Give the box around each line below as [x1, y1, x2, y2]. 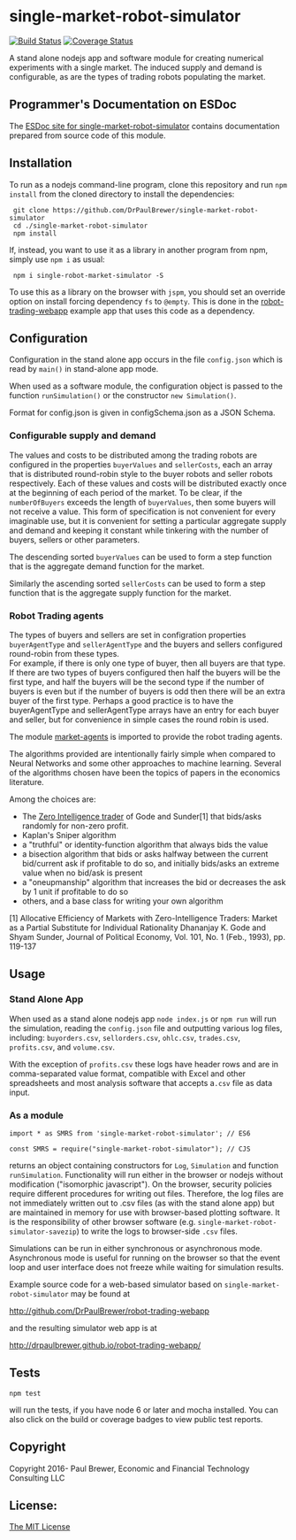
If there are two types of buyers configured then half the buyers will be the [9, 666, 281, 678]
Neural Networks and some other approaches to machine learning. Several [9, 758, 282, 768]
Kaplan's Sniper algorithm [21, 829, 117, 840]
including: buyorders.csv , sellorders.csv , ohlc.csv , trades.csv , [9, 1032, 241, 1043]
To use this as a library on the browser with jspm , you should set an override [9, 286, 285, 297]
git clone [12, 205, 49, 214]
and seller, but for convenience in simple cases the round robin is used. [9, 714, 269, 725]
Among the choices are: [9, 794, 96, 805]
